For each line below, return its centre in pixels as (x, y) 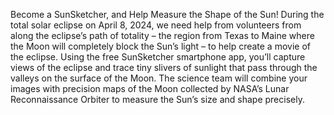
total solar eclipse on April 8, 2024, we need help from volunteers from (156, 25)
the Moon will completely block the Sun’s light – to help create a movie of (160, 46)
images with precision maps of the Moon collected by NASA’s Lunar (150, 88)
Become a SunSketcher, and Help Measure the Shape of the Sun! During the (167, 14)
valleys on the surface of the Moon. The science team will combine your (159, 78)
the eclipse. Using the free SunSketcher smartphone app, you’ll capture (158, 57)
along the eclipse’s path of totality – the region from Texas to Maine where (162, 35)
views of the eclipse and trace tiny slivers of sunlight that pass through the (164, 67)
